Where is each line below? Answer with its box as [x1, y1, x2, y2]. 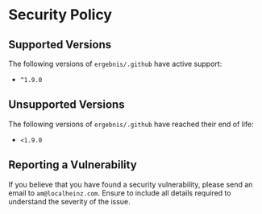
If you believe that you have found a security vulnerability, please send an [8, 179, 253, 189]
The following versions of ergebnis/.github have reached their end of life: [8, 119, 254, 129]
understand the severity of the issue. [8, 196, 131, 206]
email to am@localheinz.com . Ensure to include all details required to [8, 187, 231, 198]
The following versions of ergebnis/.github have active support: [8, 59, 222, 68]
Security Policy [8, 6, 113, 24]
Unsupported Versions [8, 98, 125, 112]
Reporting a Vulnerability [8, 158, 137, 172]
